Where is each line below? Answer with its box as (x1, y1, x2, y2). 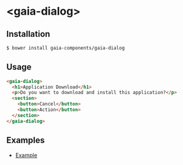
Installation (6, 29, 50, 39)
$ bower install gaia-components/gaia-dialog (6, 45, 125, 51)
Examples (6, 135, 45, 145)
